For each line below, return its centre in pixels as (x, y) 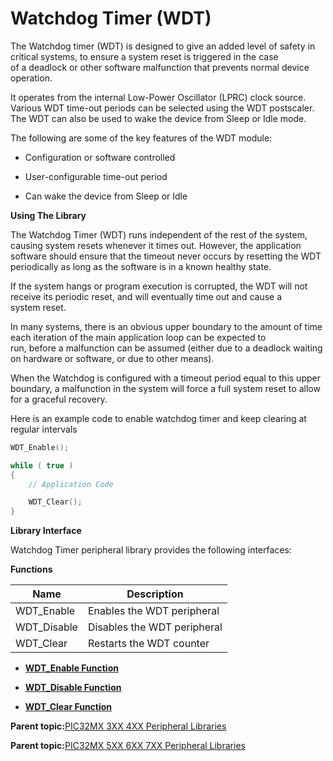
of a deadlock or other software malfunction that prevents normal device (160, 67)
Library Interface (46, 531)
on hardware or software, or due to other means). (112, 358)
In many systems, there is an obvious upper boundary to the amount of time (166, 326)
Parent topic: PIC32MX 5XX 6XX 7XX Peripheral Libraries (128, 746)
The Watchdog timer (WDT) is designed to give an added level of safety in (163, 46)
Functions (31, 569)
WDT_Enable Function (71, 668)
